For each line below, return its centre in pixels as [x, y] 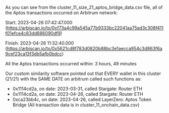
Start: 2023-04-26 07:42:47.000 [39, 23]
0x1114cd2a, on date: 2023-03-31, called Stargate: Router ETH [77, 89]
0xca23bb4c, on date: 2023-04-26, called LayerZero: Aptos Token [82, 99]
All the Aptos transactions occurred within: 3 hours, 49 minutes [71, 64]
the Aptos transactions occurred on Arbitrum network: [62, 13]
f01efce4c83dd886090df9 [33, 33]
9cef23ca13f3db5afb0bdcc [34, 54]
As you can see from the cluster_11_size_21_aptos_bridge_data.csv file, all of [84, 7]
